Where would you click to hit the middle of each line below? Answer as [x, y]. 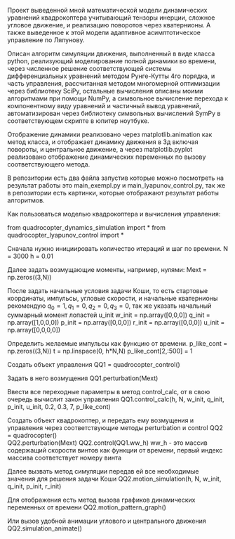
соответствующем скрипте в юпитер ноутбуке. [78, 121]
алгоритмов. [26, 200]
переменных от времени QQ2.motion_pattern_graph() [87, 507]
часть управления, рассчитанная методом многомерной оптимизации [114, 83]
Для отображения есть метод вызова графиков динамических [101, 500]
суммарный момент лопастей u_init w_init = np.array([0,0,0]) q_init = [109, 315]
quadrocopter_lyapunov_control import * [66, 235]
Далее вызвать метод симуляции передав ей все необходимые [103, 471]
